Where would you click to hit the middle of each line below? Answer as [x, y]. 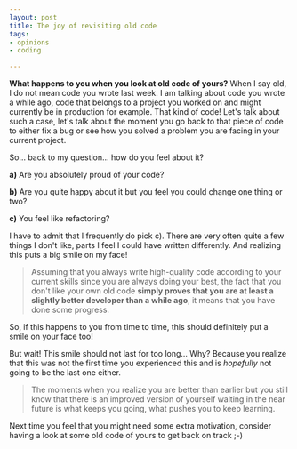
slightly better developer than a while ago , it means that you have [153, 301]
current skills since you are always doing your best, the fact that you [156, 282]
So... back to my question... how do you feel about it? [107, 157]
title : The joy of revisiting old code [83, 26]
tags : [19, 34]
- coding [25, 51]
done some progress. [70, 310]
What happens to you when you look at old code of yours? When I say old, [148, 84]
